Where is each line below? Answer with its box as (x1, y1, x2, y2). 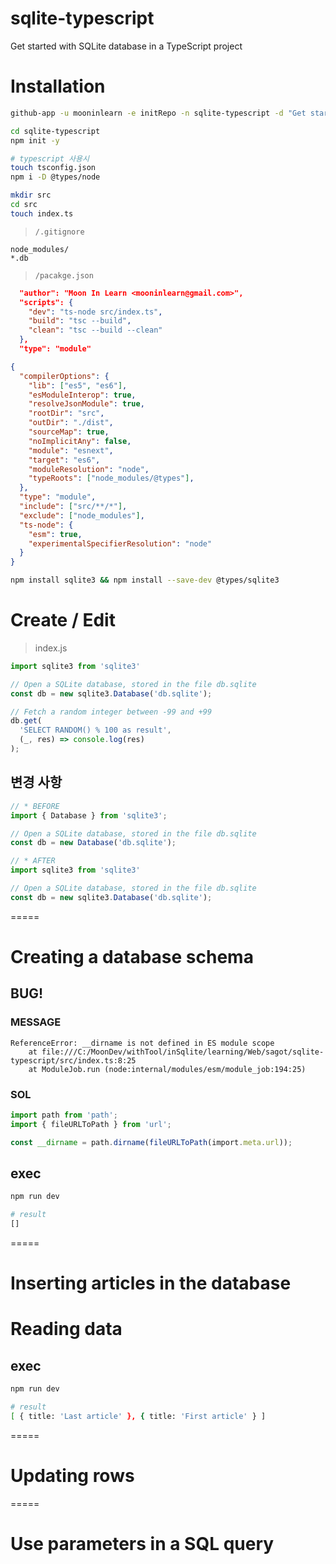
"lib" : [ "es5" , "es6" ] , (28, 380, 128, 391)
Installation (10, 75, 106, 98)
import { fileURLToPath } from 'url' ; (10, 1119, 172, 1129)
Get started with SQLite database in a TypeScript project (10, 40, 243, 52)
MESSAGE (10, 1015, 62, 1029)
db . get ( (10, 716, 43, 726)
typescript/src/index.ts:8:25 (10, 1055, 137, 1066)
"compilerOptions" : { (19, 371, 110, 381)
